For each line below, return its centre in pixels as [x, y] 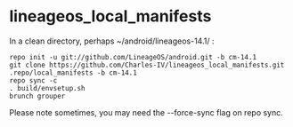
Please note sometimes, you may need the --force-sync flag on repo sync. [146, 112]
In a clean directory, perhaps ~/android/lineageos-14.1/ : [112, 41]
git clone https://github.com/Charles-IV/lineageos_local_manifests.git [147, 65]
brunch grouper [37, 96]
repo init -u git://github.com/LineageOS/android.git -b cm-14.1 [133, 57]
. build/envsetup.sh [48, 88]
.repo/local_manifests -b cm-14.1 [73, 73]
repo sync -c [33, 80]
